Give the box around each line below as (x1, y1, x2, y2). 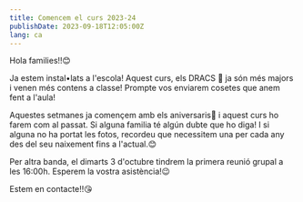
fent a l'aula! (9, 92, 56, 103)
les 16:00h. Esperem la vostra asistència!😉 (9, 166, 171, 177)
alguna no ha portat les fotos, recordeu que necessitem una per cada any (9, 129, 285, 140)
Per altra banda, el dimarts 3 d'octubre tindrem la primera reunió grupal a (9, 157, 284, 167)
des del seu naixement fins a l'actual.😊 (9, 138, 157, 150)
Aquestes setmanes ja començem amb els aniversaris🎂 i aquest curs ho (9, 110, 279, 121)
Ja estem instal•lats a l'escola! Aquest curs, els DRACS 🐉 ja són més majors (9, 73, 294, 84)
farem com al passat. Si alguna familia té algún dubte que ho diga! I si (9, 119, 270, 130)
